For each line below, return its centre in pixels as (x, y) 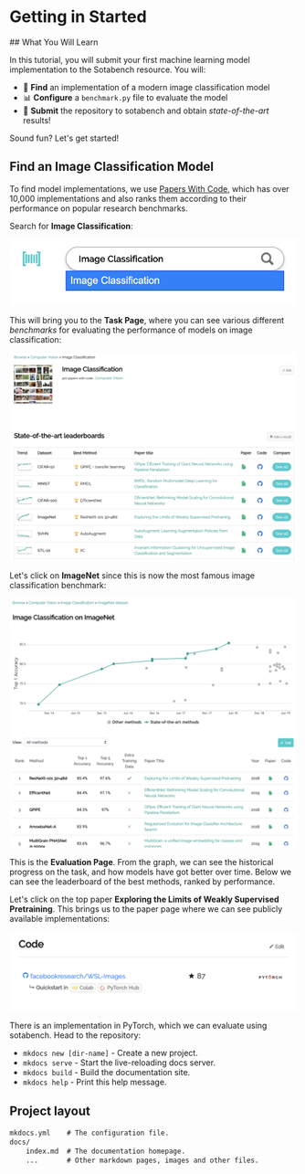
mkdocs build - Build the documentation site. (106, 1073)
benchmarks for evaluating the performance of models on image (131, 330)
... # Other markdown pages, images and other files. (142, 1161)
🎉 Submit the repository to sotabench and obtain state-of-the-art (146, 111)
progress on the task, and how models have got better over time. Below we (151, 872)
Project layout (50, 1111)
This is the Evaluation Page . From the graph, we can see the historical (142, 862)
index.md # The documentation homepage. (105, 1152)
